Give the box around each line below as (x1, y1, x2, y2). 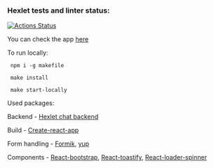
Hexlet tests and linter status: (7, 6, 110, 15)
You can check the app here (7, 35, 89, 43)
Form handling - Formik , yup (7, 139, 90, 148)
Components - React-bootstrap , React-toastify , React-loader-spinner (7, 153, 207, 162)
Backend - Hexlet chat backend (7, 113, 99, 121)
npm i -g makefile (10, 62, 65, 69)
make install (10, 74, 49, 82)
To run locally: (7, 48, 48, 57)
